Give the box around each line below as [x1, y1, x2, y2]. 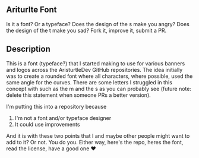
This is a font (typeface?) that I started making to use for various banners [6, 59, 185, 67]
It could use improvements [14, 121, 80, 128]
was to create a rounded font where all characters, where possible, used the [6, 72, 193, 80]
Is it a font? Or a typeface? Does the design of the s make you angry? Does [6, 20, 190, 27]
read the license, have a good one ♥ [6, 145, 96, 152]
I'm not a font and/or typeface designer [14, 114, 112, 121]
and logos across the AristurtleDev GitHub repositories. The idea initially [6, 66, 183, 73]
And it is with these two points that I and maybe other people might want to [6, 132, 190, 139]
